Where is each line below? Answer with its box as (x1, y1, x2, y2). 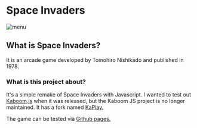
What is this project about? (6, 77, 87, 86)
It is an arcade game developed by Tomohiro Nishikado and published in (6, 56, 184, 63)
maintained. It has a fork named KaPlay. (6, 104, 104, 111)
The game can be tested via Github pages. (6, 115, 111, 123)
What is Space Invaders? (6, 40, 101, 51)
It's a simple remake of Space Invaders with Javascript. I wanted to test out (6, 91, 191, 98)
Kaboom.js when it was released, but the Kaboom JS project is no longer (6, 98, 185, 105)
